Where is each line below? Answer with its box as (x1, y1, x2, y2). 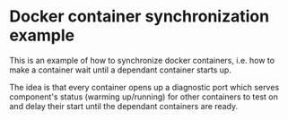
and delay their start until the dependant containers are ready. (9, 100, 239, 111)
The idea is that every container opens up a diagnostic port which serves (9, 81, 280, 92)
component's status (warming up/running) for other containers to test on (9, 91, 278, 102)
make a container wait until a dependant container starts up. (9, 64, 231, 75)
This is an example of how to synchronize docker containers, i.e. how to (9, 55, 275, 65)
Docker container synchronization (9, 6, 270, 27)
